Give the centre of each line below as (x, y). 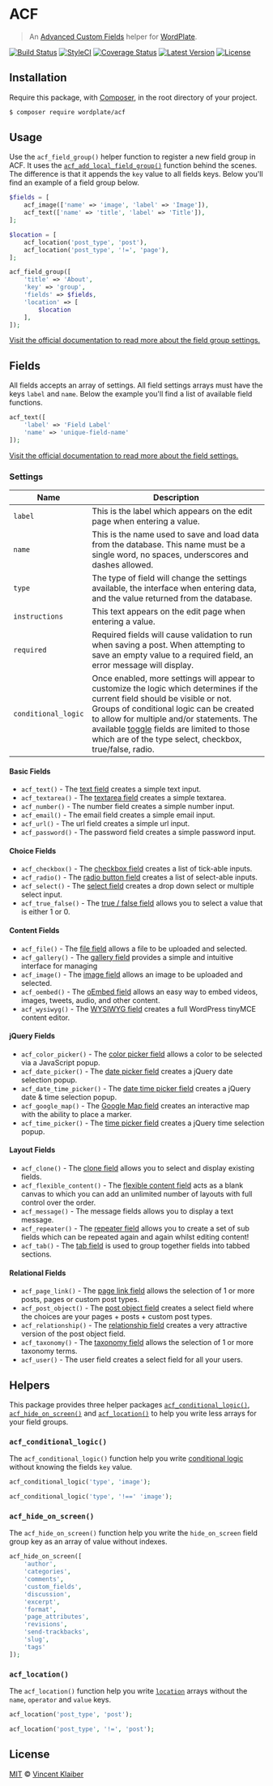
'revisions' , (46, 1625)
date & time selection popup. (69, 1097)
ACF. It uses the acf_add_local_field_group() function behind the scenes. (133, 165)
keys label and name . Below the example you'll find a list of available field (131, 394)
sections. (36, 1254)
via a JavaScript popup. (60, 1062)
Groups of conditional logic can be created (173, 709)
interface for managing (59, 966)
